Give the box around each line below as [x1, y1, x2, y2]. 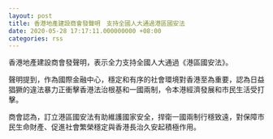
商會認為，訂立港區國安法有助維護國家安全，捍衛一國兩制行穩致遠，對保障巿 [8, 112, 265, 122]
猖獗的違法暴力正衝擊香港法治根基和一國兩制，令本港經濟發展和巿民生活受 [8, 85, 258, 95]
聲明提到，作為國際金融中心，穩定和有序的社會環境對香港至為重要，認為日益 [8, 74, 265, 85]
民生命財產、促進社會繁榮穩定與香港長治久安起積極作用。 [8, 122, 201, 132]
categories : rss [8, 34, 63, 43]
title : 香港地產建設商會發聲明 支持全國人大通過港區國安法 [8, 19, 185, 27]
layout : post [8, 11, 53, 20]
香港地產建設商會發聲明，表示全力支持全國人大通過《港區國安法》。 [8, 57, 233, 67]
